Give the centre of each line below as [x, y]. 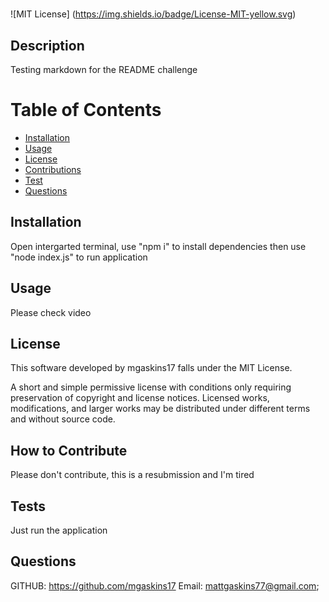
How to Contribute [69, 450]
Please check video [51, 312]
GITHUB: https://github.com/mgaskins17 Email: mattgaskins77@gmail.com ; [165, 585]
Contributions [53, 169]
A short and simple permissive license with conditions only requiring [151, 387]
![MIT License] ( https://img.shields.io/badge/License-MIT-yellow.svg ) [153, 14]
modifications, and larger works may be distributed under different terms [160, 409]
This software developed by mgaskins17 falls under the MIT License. [151, 368]
